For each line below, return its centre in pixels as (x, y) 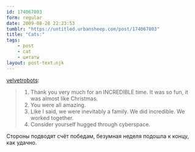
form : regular (24, 18)
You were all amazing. (58, 105)
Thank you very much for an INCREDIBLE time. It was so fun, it (109, 92)
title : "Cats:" (26, 35)
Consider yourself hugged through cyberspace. (90, 124)
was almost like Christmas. (64, 98)
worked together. (52, 118)
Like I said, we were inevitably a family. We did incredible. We (108, 111)
